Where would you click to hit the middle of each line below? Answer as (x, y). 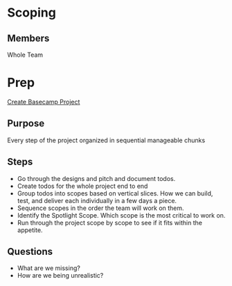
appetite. (30, 230)
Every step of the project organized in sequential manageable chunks (106, 140)
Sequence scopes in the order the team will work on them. (101, 208)
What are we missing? (49, 268)
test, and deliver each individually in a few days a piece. (97, 200)
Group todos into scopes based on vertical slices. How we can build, (115, 193)
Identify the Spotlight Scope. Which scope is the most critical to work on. (121, 215)
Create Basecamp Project (44, 102)
